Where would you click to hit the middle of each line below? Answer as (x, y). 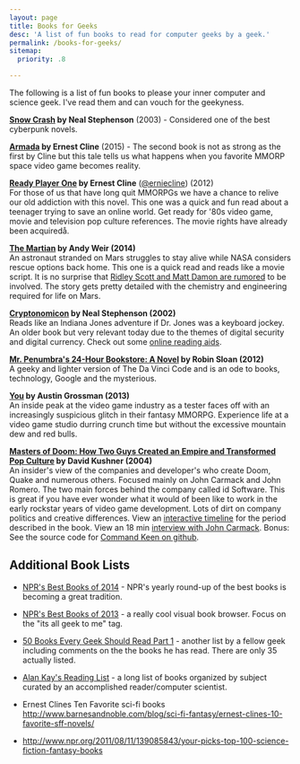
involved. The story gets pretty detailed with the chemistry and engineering (148, 286)
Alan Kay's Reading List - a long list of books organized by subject (144, 677)
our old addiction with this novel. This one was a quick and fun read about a (149, 202)
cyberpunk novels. (43, 129)
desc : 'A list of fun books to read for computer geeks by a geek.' (140, 34)
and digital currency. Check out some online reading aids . (116, 342)
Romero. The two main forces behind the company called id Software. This (147, 489)
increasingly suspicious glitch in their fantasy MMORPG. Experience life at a (149, 415)
